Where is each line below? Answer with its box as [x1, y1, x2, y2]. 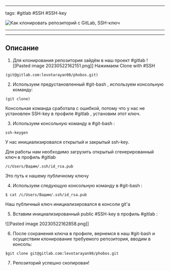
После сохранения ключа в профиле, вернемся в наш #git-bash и [12, 230, 155, 236]
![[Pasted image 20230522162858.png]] [5, 221, 90, 227]
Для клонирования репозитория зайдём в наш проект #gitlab [12, 57, 146, 63]
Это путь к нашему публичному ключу [5, 173, 89, 179]
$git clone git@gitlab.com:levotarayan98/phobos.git [5, 251, 119, 256]
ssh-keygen [5, 130, 28, 135]
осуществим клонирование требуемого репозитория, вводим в [12, 236, 151, 242]
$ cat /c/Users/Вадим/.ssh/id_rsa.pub [5, 192, 87, 197]
